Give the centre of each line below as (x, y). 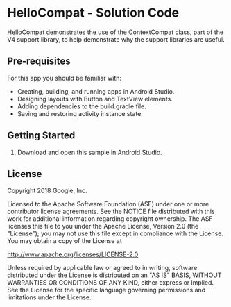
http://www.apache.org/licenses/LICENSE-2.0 (73, 254)
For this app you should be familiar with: (65, 78)
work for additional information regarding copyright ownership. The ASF (110, 219)
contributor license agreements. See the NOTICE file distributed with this (111, 211)
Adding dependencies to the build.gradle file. (82, 106)
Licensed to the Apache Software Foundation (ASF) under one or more (108, 204)
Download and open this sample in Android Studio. (89, 152)
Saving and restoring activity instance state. (80, 113)
